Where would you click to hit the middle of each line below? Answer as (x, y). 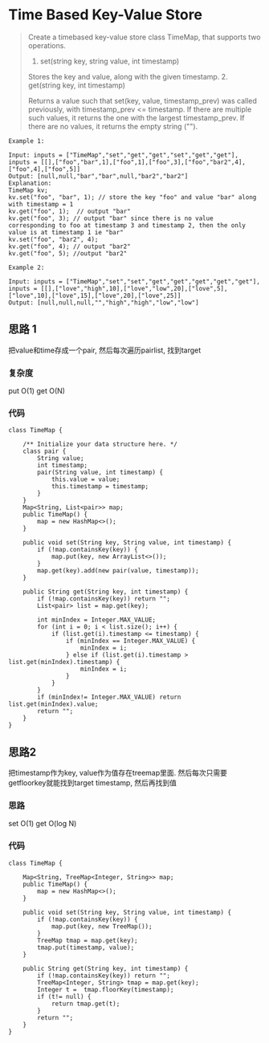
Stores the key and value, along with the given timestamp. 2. (128, 76)
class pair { (45, 451)
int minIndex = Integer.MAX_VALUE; (97, 620)
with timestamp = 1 (41, 204)
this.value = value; (86, 479)
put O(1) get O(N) (37, 391)
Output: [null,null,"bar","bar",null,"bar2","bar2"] (98, 176)
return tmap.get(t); (86, 1004)
